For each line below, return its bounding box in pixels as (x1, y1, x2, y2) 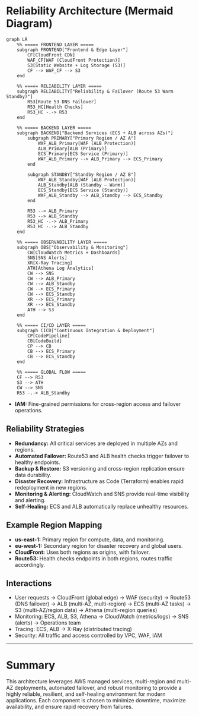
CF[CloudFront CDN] (27, 52, 76, 58)
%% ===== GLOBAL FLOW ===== (17, 369, 86, 375)
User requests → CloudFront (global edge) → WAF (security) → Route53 (14, 594, 191, 601)
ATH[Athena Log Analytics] (27, 265, 94, 271)
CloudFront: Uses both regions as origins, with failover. (14, 548, 150, 556)
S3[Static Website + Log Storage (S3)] (27, 62, 126, 68)
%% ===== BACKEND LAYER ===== (17, 125, 92, 131)
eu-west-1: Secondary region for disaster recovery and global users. (14, 542, 183, 549)
